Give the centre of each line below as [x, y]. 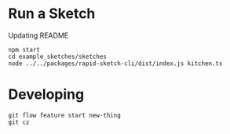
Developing [46, 94]
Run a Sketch [52, 14]
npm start [24, 49]
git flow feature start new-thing [65, 115]
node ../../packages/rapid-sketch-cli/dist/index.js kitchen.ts [115, 63]
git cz [19, 122]
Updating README [38, 35]
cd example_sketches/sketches [58, 56]
